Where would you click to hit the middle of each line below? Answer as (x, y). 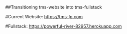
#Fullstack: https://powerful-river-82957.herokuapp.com (63, 26)
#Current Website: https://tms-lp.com (44, 17)
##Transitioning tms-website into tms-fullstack (53, 7)
